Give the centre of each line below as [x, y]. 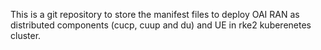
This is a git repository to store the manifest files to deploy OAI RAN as [155, 14]
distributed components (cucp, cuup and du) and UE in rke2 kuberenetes [161, 25]
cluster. [26, 35]
